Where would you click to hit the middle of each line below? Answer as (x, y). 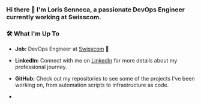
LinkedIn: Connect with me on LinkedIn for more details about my (96, 61)
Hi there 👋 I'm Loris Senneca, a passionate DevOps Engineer (95, 10)
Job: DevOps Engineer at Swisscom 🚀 (62, 49)
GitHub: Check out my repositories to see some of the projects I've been (105, 79)
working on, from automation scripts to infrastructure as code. (92, 85)
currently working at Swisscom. (54, 17)
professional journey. (41, 67)
